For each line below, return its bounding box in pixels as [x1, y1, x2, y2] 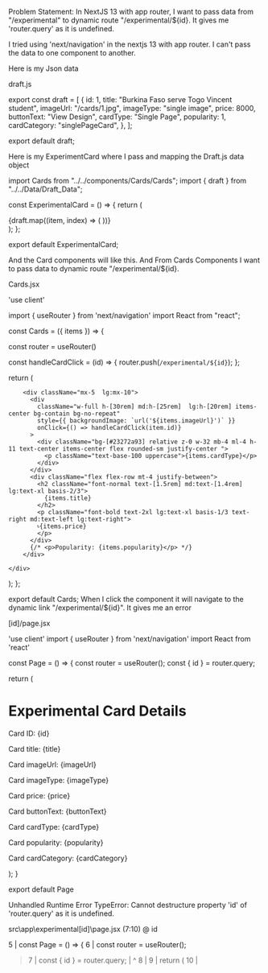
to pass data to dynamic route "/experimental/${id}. [8, 264, 179, 273]
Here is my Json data [8, 64, 79, 73]
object [8, 160, 30, 170]
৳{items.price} [37, 522, 87, 530]
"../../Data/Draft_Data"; [8, 184, 83, 194]
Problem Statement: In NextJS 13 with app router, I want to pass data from [8, 7, 254, 16]
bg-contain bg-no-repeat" [33, 410, 121, 418]
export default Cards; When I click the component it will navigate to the [8, 595, 244, 604]
